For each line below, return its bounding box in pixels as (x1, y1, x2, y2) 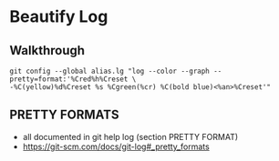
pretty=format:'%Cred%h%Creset (9, 75, 129, 84)
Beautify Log (9, 6, 108, 27)
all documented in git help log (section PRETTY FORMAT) (22, 131, 239, 142)
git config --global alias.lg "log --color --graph (9, 66, 210, 75)
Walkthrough (9, 43, 85, 58)
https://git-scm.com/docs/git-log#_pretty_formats (22, 141, 210, 152)
